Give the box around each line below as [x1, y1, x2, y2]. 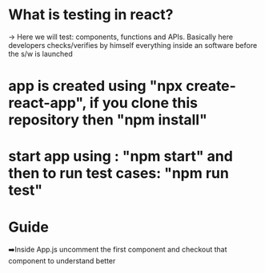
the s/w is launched [8, 49, 74, 58]
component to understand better [8, 256, 116, 266]
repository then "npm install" [8, 111, 208, 129]
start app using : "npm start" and [8, 148, 234, 165]
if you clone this [89, 94, 199, 113]
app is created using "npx [8, 77, 183, 95]
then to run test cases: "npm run [8, 164, 230, 183]
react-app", [8, 94, 86, 113]
